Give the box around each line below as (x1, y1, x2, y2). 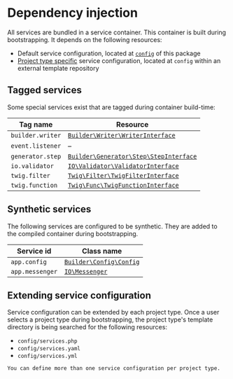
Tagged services (7, 84, 82, 96)
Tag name (18, 119, 53, 129)
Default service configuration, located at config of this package (17, 49, 201, 57)
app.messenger (10, 268, 58, 275)
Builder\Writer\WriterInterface (67, 131, 176, 139)
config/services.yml (17, 352, 78, 360)
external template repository (17, 64, 99, 72)
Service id (17, 246, 52, 256)
